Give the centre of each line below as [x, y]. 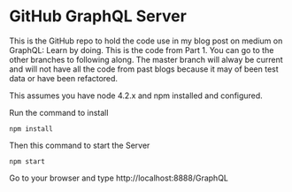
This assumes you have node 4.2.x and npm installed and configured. [136, 96]
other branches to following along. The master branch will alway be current [146, 59]
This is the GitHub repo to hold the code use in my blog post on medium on [146, 41]
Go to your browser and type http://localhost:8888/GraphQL [119, 178]
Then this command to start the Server [80, 145]
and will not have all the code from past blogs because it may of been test [144, 69]
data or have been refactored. [63, 78]
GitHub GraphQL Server [98, 16]
